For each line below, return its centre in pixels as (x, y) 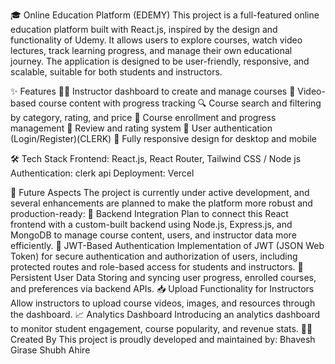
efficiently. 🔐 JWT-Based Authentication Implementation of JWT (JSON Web (167, 245)
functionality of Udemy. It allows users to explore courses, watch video (156, 40)
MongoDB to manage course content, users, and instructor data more (153, 235)
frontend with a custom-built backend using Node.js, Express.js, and (151, 224)
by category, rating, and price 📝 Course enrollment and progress (143, 117)
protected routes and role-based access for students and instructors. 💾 (157, 267)
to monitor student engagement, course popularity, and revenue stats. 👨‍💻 (161, 328)
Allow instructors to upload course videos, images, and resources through (163, 303)
